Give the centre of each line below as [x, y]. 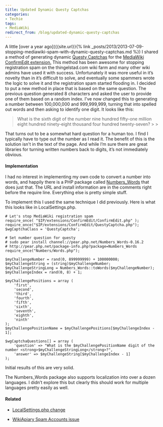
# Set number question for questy [41, 238]
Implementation [22, 166]
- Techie [14, 19]
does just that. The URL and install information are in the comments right [78, 187]
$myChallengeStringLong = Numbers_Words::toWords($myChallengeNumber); [80, 268]
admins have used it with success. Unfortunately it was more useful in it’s [79, 73]
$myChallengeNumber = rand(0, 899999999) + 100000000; [62, 260]
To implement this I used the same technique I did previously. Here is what [80, 202]
